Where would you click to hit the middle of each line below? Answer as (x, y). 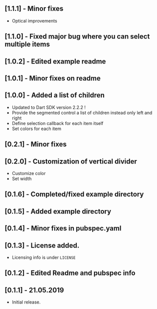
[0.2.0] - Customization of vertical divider (71, 161)
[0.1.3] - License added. (42, 245)
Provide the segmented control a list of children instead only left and (82, 112)
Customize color (29, 173)
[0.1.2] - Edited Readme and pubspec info (70, 273)
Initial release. (26, 302)
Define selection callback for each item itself (58, 123)
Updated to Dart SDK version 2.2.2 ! (49, 107)
